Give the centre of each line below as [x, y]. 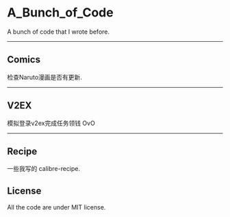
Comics [24, 60]
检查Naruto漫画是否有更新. [44, 77]
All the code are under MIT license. [56, 207]
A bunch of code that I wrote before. [59, 32]
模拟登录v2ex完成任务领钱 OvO [51, 123]
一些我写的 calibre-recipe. [44, 169]
